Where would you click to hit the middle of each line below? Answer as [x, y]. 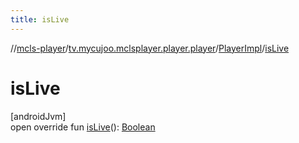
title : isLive [40, 19]
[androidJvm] [38, 116]
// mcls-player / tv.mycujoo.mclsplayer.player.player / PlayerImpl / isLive [150, 48]
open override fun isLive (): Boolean [83, 127]
